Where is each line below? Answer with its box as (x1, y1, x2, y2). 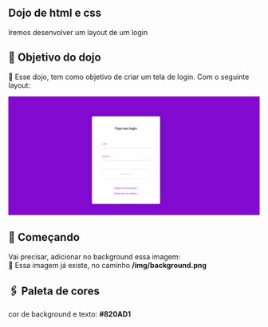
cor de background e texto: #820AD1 (8, 309, 132, 319)
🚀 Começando (8, 230, 80, 244)
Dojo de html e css (8, 6, 102, 20)
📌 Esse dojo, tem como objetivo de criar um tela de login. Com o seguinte (8, 72, 250, 81)
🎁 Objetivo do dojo (8, 51, 101, 65)
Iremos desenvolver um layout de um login (8, 27, 148, 37)
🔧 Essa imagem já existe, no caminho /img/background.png (8, 260, 207, 270)
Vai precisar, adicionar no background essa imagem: (8, 251, 181, 262)
